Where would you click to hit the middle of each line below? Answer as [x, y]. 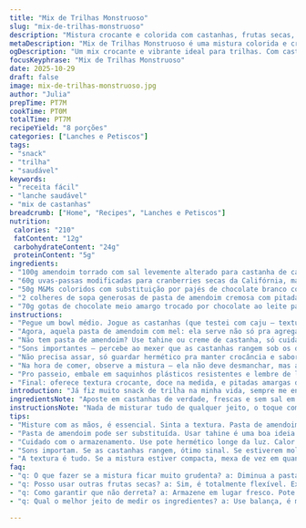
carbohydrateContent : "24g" [66, 247]
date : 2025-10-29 [42, 69]
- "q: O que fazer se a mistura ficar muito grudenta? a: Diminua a [142, 476]
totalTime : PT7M [40, 119]
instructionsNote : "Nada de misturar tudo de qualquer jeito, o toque [146, 408]
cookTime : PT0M [38, 111]
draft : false [34, 78]
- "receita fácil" [44, 188]
